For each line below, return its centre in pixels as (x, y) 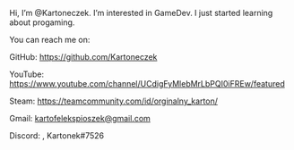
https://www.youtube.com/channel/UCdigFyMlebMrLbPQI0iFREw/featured (147, 83)
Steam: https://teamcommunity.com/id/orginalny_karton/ (113, 101)
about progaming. (42, 22)
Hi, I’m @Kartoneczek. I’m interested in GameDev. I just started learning (141, 13)
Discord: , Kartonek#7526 (57, 136)
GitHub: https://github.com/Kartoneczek (83, 57)
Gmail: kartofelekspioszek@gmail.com (80, 118)
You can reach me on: (50, 40)
